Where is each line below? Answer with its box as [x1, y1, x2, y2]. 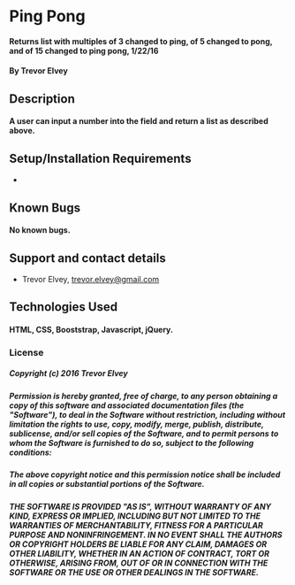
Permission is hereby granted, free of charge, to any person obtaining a [9, 390, 278, 401]
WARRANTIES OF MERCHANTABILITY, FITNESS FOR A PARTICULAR [9, 520, 263, 530]
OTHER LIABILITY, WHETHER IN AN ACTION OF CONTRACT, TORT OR [9, 548, 269, 558]
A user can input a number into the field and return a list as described [9, 116, 269, 127]
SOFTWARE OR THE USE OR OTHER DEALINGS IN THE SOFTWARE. [9, 566, 259, 577]
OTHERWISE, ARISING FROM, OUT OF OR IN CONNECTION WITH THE [9, 558, 269, 568]
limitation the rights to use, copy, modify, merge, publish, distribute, [9, 419, 265, 429]
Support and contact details [9, 250, 166, 266]
